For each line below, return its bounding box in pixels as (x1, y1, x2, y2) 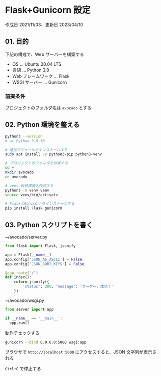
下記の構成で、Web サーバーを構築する (5, 51, 84, 57)
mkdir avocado (5, 170, 34, 175)
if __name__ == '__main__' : (5, 316, 63, 321)
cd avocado (5, 174, 27, 179)
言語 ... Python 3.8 (12, 67, 49, 73)
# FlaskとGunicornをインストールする (5, 201, 75, 206)
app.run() (9, 320, 29, 325)
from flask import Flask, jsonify (5, 243, 76, 248)
